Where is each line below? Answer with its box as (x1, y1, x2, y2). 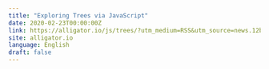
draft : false (8, 48, 52, 56)
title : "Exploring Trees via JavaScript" (8, 11, 149, 20)
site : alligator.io (8, 33, 74, 42)
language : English (8, 41, 70, 49)
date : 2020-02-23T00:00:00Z (8, 19, 102, 27)
